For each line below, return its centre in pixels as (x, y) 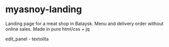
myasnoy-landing (44, 9)
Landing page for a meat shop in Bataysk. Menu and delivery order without (85, 24)
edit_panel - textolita (27, 39)
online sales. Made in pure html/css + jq (48, 29)
